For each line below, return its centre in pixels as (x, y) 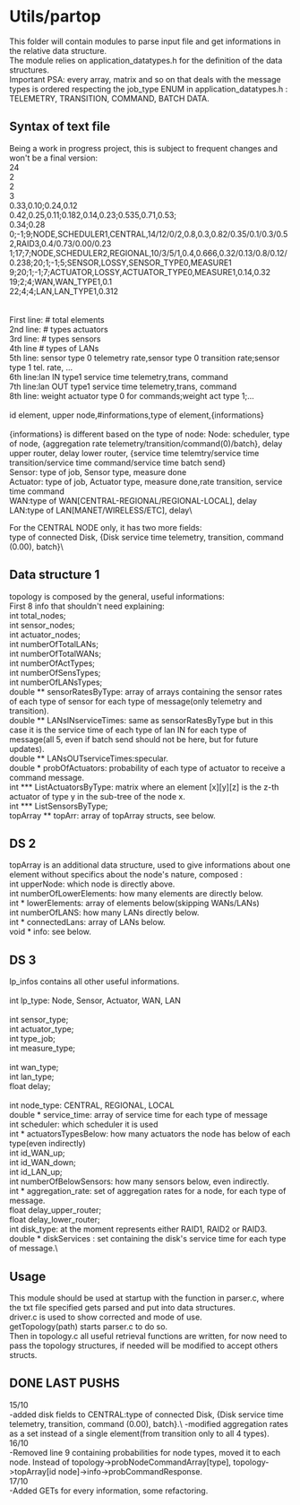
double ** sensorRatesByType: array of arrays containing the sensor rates (146, 691)
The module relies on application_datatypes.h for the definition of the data (146, 60)
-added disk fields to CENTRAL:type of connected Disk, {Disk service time (146, 1414)
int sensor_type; (39, 1020)
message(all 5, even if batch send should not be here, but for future (134, 739)
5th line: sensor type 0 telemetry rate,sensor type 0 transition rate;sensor (145, 358)
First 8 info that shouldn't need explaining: (87, 606)
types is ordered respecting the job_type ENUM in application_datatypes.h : (149, 89)
